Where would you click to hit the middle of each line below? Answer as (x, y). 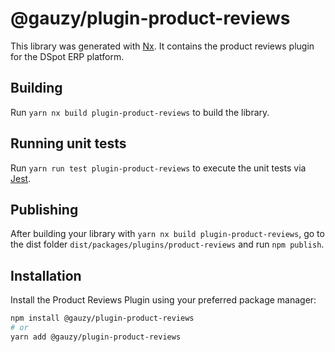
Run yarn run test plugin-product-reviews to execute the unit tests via (158, 168)
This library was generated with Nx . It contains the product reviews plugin (162, 46)
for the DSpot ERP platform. (67, 56)
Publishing (44, 209)
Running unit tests (68, 143)
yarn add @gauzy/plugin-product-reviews (96, 337)
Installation (46, 275)
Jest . (21, 178)
